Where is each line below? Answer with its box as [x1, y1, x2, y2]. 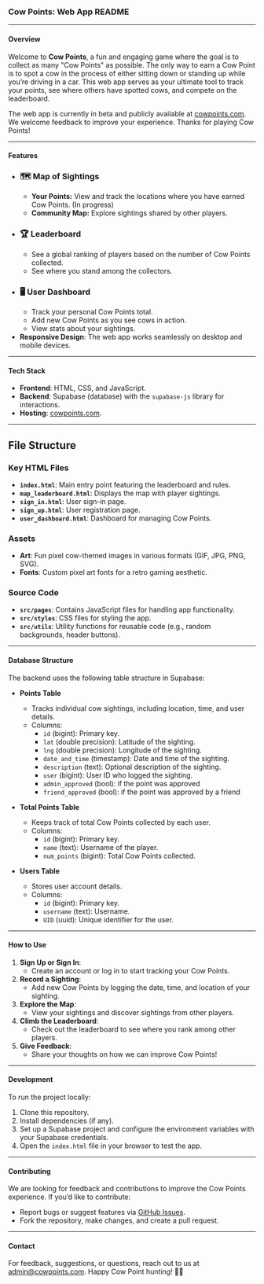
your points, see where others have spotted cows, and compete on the [8, 85, 237, 94]
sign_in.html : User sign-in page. [19, 496, 126, 506]
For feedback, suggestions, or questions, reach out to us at [8, 1259, 200, 1268]
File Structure [8, 439, 76, 452]
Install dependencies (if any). [19, 1116, 114, 1126]
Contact [8, 1241, 35, 1250]
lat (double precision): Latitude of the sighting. [42, 737, 196, 746]
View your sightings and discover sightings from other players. [31, 1007, 234, 1017]
